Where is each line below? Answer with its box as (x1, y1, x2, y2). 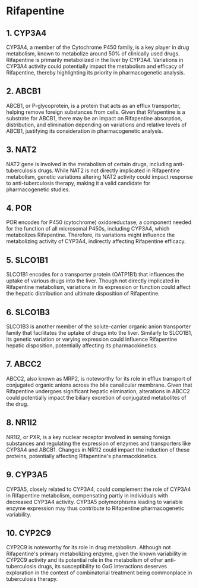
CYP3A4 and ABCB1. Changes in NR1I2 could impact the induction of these (6, 446, 190, 453)
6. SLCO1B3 (6, 307, 50, 317)
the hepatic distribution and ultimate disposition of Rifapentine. (6, 290, 160, 297)
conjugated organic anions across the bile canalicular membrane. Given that (6, 381, 192, 388)
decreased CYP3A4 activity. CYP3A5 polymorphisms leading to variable (6, 498, 183, 505)
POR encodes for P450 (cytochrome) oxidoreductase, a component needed (6, 219, 192, 226)
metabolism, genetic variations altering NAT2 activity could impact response (6, 173, 193, 180)
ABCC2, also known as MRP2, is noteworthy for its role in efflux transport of (6, 375, 192, 382)
